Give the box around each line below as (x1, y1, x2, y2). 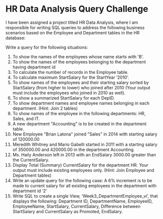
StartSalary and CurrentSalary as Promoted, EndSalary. (12, 208, 123, 214)
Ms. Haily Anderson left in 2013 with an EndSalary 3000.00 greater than (12, 152, 156, 157)
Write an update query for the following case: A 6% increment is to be (12, 177, 152, 183)
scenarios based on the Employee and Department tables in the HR (5, 30, 140, 35)
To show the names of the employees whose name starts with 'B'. (12, 53, 144, 59)
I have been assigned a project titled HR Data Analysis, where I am (5, 19, 138, 25)
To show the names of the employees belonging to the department (12, 59, 146, 65)
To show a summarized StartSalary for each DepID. (12, 95, 115, 101)
